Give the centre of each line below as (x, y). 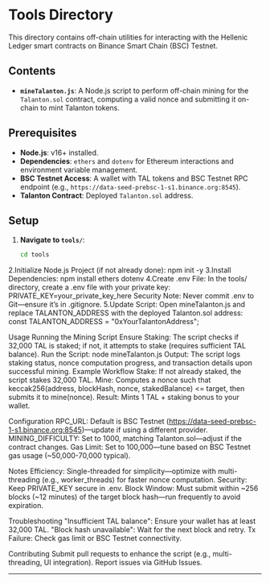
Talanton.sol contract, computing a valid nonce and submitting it (128, 99)
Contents (32, 71)
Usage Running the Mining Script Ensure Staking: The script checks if (124, 337)
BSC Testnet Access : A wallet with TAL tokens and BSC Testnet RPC (134, 178)
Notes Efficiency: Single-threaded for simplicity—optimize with (112, 471)
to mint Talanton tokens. (80, 107)
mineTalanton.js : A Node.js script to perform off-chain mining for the (134, 90)
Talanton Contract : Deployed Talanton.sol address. (106, 195)
